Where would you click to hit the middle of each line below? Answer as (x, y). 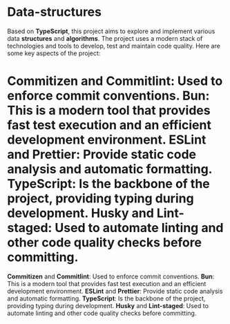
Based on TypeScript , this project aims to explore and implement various (111, 31)
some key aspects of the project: (54, 53)
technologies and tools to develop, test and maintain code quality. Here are (114, 46)
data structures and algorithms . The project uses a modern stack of (105, 38)
